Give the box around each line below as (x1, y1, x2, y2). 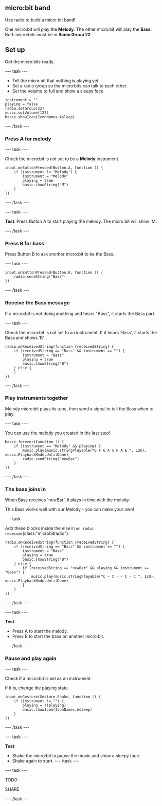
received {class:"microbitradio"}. (5, 530, 70, 536)
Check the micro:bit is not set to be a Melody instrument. (5, 156, 120, 162)
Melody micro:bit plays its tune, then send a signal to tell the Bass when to (5, 405, 154, 412)
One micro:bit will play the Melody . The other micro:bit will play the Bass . (5, 26, 152, 32)
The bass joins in (5, 486, 46, 492)
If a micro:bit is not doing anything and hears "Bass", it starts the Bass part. (5, 310, 156, 317)
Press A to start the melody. (12, 628, 68, 634)
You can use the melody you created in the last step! (5, 430, 110, 436)
